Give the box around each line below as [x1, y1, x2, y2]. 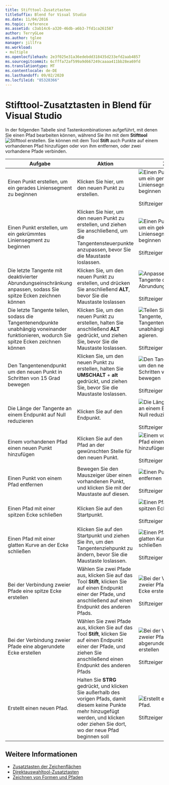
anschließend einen [77, 656, 124, 663]
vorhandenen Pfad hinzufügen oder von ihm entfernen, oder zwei [5, 143, 141, 149]
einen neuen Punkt [8, 444, 52, 451]
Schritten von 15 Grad [8, 374, 60, 381]
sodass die [8, 313, 34, 320]
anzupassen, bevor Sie [77, 246, 131, 253]
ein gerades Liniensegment [8, 184, 72, 191]
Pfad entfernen [8, 481, 43, 488]
